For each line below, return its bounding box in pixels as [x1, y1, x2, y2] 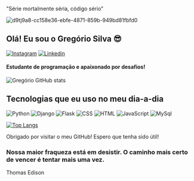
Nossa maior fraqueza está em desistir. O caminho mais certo [6, 148, 188, 156]
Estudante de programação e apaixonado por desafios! [6, 63, 146, 70]
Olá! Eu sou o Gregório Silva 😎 [6, 34, 122, 44]
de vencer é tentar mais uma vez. [6, 155, 104, 164]
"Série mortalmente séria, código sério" [6, 5, 104, 12]
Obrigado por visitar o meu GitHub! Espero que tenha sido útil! [6, 133, 159, 140]
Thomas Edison [6, 169, 45, 176]
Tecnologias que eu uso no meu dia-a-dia [6, 94, 164, 104]
